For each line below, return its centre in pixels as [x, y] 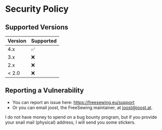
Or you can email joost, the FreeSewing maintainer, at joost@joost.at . [82, 107]
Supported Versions [37, 27]
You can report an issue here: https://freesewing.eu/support [73, 102]
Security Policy [37, 9]
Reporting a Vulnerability [44, 91]
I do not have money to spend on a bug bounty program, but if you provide [81, 117]
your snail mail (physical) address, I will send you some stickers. [70, 122]
